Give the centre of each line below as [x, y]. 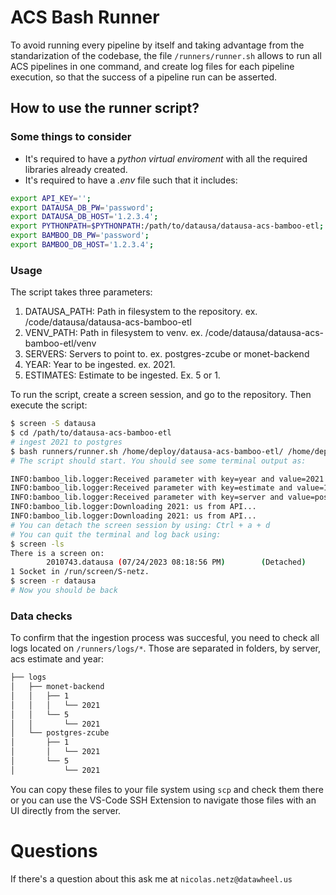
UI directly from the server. [66, 810]
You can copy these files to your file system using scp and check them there [167, 789]
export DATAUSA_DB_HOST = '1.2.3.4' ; [84, 217]
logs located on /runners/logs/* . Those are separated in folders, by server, [165, 648]
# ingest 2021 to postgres [66, 442]
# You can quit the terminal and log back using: [116, 534]
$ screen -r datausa [53, 581]
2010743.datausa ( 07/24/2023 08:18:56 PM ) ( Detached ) [176, 562]
